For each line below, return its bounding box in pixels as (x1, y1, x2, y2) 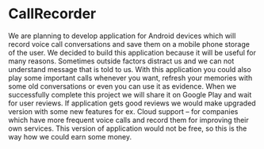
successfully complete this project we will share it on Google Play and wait (8, 90, 252, 99)
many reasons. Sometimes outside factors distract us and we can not (8, 56, 235, 66)
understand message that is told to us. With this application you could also (8, 64, 251, 74)
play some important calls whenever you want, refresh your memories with (8, 73, 253, 82)
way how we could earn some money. (8, 132, 132, 141)
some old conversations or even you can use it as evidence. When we (8, 81, 236, 91)
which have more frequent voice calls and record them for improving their (8, 115, 250, 124)
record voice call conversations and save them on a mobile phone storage (8, 39, 250, 48)
